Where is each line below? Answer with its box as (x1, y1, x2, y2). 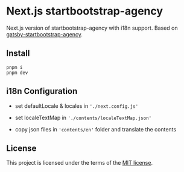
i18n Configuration (6, 86, 78, 96)
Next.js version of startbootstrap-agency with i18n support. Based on (6, 24, 178, 31)
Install (6, 48, 30, 59)
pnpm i (6, 64, 23, 70)
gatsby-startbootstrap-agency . (6, 30, 83, 38)
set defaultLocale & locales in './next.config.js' (14, 102, 139, 110)
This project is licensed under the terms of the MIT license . (6, 159, 153, 167)
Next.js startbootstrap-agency (6, 4, 163, 18)
